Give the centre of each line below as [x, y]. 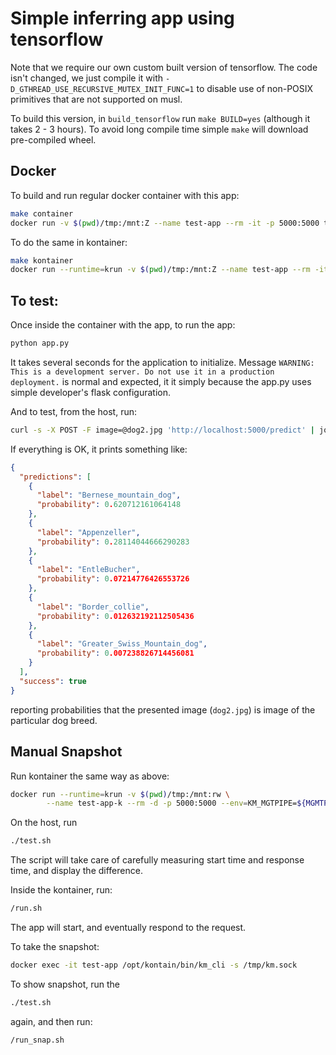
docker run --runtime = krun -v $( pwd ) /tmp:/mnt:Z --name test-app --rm [160, 270]
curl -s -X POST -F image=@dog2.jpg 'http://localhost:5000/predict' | [162, 430]
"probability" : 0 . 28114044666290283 [113, 542]
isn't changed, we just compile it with [87, 78]
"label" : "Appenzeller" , [88, 532]
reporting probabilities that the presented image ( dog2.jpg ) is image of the [163, 709]
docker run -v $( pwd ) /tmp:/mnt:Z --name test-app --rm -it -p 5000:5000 [165, 223]
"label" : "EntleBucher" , [88, 570]
